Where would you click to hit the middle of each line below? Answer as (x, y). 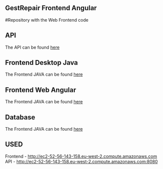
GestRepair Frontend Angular (51, 8)
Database (20, 117)
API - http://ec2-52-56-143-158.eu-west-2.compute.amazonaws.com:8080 (81, 161)
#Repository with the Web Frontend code (47, 20)
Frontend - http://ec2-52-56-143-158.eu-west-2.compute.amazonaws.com (81, 156)
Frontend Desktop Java (42, 63)
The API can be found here (33, 47)
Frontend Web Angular (41, 90)
